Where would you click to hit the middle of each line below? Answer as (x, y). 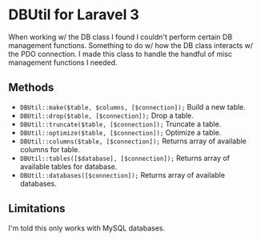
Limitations (37, 209)
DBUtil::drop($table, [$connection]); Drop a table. (106, 115)
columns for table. (50, 149)
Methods (31, 88)
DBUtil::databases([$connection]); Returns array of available (122, 175)
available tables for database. (68, 167)
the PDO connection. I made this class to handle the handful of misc (120, 54)
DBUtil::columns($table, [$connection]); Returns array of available (133, 141)
